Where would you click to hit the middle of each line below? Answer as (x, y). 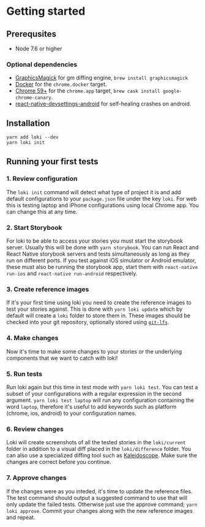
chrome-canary (33, 98)
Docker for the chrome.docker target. (61, 85)
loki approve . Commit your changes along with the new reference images (99, 510)
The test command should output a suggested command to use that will (97, 498)
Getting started (46, 11)
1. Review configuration (42, 179)
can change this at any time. (42, 211)
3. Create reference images (48, 289)
